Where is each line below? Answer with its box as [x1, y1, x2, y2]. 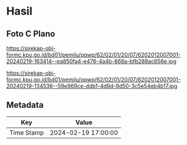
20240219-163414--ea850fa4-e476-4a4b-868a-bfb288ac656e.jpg [6, 58, 177, 65]
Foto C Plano [6, 29, 55, 39]
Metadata [6, 100, 44, 110]
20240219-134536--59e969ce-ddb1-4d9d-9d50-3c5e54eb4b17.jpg [6, 82, 178, 90]
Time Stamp [9, 128, 44, 136]
